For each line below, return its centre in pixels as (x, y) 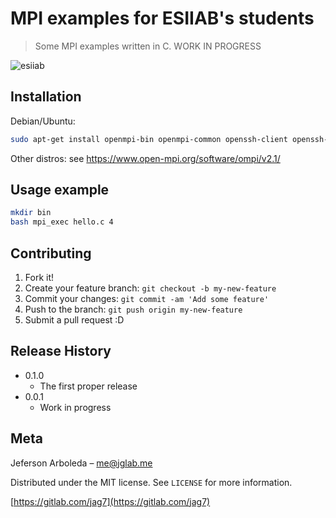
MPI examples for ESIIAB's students (162, 18)
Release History (61, 351)
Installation (46, 97)
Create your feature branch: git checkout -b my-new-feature (150, 288)
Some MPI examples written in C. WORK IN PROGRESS (148, 46)
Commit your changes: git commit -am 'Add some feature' (147, 298)
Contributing (51, 253)
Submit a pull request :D (74, 320)
